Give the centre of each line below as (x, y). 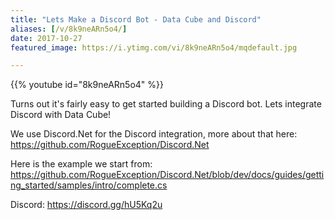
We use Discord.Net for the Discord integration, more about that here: (154, 134)
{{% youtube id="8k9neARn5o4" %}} (87, 85)
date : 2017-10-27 (46, 38)
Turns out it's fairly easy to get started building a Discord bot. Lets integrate (166, 104)
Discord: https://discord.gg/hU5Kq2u (86, 205)
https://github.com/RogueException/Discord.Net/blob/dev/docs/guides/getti (167, 175)
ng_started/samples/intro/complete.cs (89, 185)
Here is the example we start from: (81, 164)
